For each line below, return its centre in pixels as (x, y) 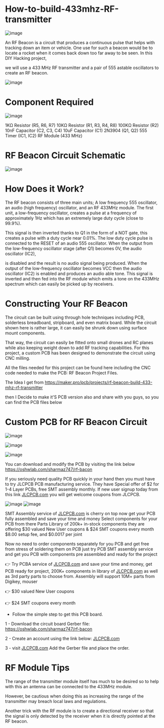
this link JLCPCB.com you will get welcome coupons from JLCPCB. (73, 494)
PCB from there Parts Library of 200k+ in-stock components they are (75, 524)
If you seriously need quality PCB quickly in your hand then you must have (80, 478)
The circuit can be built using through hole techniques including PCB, (75, 317)
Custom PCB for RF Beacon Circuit (76, 422)
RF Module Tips (37, 667)
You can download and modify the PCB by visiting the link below (70, 464)
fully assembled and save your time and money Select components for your (81, 519)
